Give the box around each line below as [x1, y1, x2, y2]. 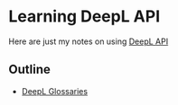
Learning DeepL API [8, 6, 161, 27]
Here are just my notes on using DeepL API [8, 36, 169, 47]
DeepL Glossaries [21, 85, 88, 96]
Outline [8, 62, 51, 77]
